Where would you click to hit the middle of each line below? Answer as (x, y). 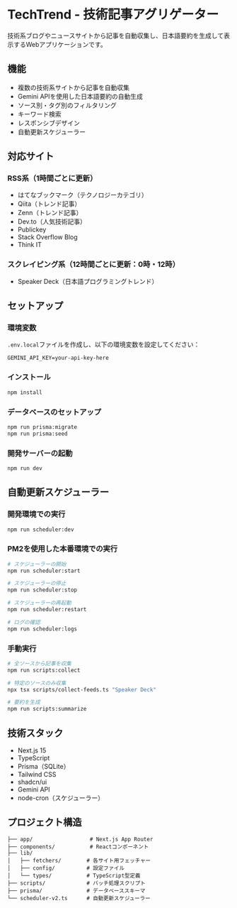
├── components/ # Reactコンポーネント (78, 847)
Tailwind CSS (37, 775)
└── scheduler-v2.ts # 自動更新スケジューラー (79, 898)
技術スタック (35, 733)
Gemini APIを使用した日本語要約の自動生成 (80, 96)
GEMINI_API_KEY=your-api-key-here (58, 358)
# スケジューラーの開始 (37, 564)
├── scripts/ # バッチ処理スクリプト (77, 883)
